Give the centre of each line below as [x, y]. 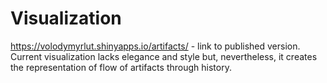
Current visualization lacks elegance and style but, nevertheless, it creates [164, 56]
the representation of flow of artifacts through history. [121, 67]
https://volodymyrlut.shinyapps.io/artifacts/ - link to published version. [155, 46]
